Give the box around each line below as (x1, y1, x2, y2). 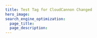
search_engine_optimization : (5, 16, 66, 21)
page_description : (9, 26, 48, 31)
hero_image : (5, 12, 30, 17)
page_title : (9, 21, 35, 26)
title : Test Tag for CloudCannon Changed (5, 7, 93, 12)
